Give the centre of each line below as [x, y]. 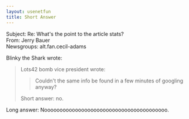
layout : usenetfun [28, 11]
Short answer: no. [42, 98]
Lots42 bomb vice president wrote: [63, 69]
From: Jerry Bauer [28, 40]
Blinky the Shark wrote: [34, 58]
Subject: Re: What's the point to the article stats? [65, 34]
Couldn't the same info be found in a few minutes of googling [109, 81]
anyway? [46, 87]
